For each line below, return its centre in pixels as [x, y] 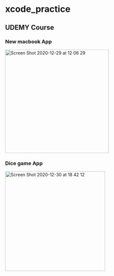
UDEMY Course [30, 28]
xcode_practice [38, 9]
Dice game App [24, 163]
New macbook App [28, 42]
